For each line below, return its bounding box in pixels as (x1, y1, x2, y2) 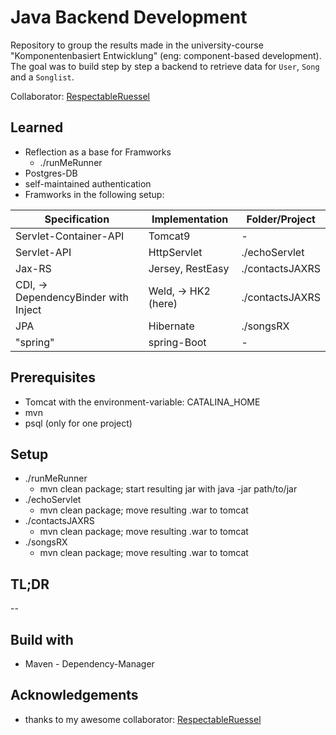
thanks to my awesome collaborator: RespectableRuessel (24, 713, 262, 725)
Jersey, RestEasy (148, 261, 230, 275)
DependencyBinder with (15, 290, 129, 304)
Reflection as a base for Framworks (24, 146, 172, 158)
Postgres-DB (24, 167, 78, 179)
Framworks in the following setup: (24, 188, 165, 200)
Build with (10, 631, 74, 648)
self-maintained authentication (24, 177, 152, 190)
